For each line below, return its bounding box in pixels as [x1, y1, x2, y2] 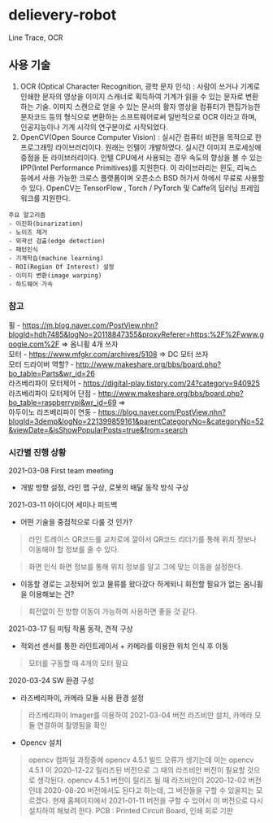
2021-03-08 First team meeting [8, 466, 114, 476]
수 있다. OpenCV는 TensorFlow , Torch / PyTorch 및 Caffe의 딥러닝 [19, 183, 239, 193]
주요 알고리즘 [8, 211, 46, 219]
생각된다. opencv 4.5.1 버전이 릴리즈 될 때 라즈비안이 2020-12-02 [37, 775, 247, 786]
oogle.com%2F [8, 339, 60, 349]
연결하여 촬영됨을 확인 [37, 721, 107, 730]
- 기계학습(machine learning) [8, 254, 104, 262]
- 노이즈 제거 [8, 228, 48, 237]
